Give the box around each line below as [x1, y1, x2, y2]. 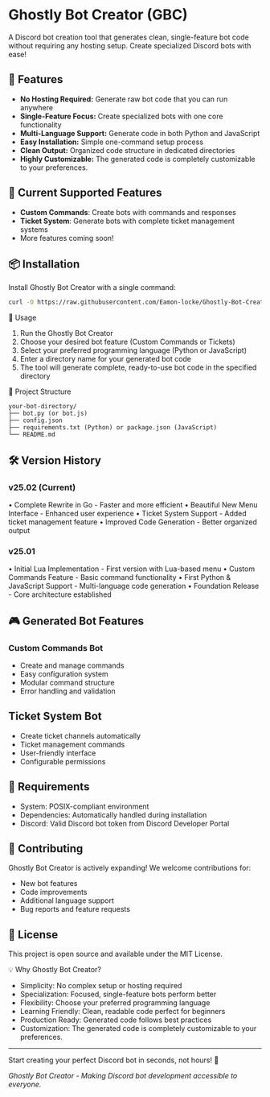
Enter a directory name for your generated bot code [19, 354, 191, 364]
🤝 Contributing [8, 842, 84, 855]
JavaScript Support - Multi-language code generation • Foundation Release [8, 582, 260, 591]
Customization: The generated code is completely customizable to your [19, 1024, 257, 1033]
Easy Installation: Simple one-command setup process [19, 137, 203, 147]
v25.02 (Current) [8, 482, 76, 493]
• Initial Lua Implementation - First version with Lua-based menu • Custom [8, 564, 256, 573]
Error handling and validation [19, 686, 117, 696]
